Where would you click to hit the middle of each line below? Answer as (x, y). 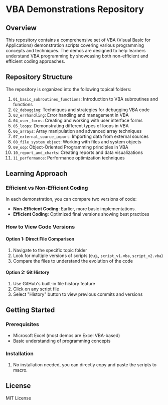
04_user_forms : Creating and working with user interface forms (78, 120)
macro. (20, 370)
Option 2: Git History (28, 272)
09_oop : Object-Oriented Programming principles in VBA (70, 147)
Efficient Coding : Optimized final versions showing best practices (81, 214)
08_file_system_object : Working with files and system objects (77, 141)
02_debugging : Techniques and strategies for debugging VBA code (81, 110)
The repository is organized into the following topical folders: (69, 89)
